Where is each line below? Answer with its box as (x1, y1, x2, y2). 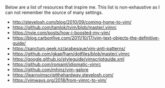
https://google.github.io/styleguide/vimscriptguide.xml (12, 56, 125, 62)
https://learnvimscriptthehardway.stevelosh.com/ (12, 72, 114, 78)
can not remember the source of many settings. (5, 9, 103, 15)
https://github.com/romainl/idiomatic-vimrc (12, 62, 101, 67)
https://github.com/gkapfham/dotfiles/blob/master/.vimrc (12, 51, 130, 57)
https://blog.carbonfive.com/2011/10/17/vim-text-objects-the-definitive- (12, 35, 160, 41)
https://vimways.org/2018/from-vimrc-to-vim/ (12, 77, 107, 83)
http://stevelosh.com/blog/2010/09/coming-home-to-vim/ (12, 19, 132, 25)
